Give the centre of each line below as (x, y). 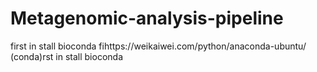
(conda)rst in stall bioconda (67, 56)
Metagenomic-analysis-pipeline (147, 18)
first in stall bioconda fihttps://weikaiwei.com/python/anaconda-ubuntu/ (158, 46)
